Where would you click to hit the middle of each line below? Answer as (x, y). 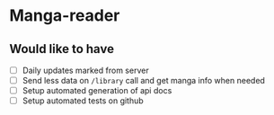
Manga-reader (65, 16)
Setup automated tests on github (83, 101)
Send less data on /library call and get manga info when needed (143, 81)
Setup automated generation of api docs (97, 91)
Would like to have (62, 49)
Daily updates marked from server (86, 70)
